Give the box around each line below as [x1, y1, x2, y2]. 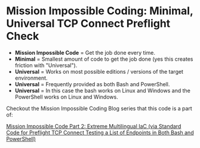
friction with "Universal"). [14, 61, 78, 69]
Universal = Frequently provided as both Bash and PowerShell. [14, 80, 170, 87]
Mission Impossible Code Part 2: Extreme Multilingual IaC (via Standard [6, 122, 181, 130]
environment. [14, 74, 48, 81]
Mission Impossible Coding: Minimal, [6, 4, 193, 18]
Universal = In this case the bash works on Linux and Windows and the [14, 87, 191, 94]
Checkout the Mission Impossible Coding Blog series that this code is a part [6, 105, 192, 112]
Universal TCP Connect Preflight [6, 17, 171, 30]
